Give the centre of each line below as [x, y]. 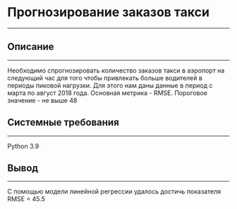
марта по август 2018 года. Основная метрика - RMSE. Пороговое [108, 93]
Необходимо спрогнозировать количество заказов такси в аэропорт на [116, 70]
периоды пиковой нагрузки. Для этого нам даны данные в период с [110, 85]
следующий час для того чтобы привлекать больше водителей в [105, 77]
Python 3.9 [23, 146]
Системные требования [63, 123]
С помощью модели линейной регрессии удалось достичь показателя [114, 191]
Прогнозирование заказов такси [109, 12]
